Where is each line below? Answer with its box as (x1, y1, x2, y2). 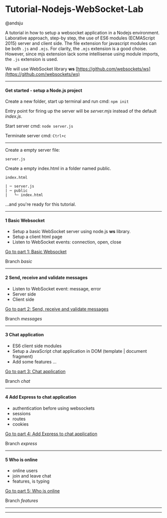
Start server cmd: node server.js (5, 123, 74, 129)
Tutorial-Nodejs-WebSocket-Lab (5, 3, 144, 15)
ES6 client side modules (12, 343, 62, 349)
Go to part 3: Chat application (5, 368, 66, 374)
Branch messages (5, 315, 42, 321)
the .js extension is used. (5, 56, 58, 62)
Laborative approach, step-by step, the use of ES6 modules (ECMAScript (5, 35, 155, 41)
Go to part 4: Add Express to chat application (5, 431, 98, 437)
